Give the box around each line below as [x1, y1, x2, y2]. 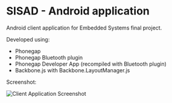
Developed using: [6, 36, 50, 43]
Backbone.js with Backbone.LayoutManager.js [14, 66, 130, 73]
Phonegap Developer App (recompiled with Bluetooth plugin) [14, 60, 167, 67]
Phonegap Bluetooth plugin [14, 54, 83, 61]
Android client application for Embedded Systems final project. [6, 24, 162, 31]
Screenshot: [6, 78, 37, 86]
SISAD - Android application [6, 4, 150, 18]
